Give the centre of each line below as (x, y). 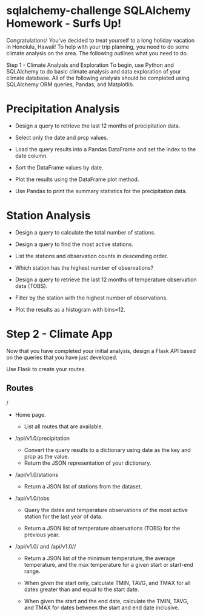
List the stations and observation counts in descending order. (92, 256)
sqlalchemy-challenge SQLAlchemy (98, 11)
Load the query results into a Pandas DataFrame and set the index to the (105, 149)
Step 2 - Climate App (60, 334)
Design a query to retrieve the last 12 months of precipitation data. (98, 126)
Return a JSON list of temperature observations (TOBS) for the (102, 528)
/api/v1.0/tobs (32, 498)
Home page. (31, 414)
